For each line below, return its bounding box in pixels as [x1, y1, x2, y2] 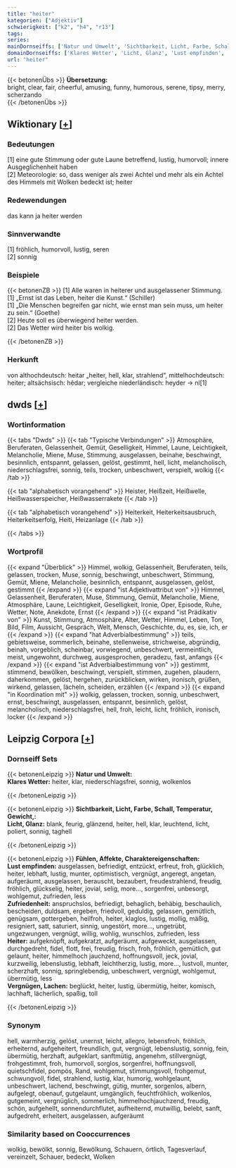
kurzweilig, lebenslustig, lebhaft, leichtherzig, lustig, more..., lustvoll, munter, [7, 959, 229, 968]
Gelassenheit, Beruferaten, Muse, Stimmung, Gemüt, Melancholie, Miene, [7, 592, 220, 601]
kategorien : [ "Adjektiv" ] [7, 17, 83, 24]
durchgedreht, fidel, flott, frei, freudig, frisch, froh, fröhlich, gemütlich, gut [7, 945, 221, 953]
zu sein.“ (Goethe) [7, 309, 60, 317]
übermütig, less [7, 974, 53, 983]
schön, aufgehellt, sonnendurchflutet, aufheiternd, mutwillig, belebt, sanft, [7, 1104, 223, 1112]
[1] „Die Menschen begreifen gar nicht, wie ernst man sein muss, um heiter [7, 301, 223, 310]
